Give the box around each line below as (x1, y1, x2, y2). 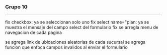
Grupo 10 (5, 3, 28, 10)
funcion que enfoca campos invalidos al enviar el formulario (5, 44, 128, 50)
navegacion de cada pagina (5, 29, 62, 35)
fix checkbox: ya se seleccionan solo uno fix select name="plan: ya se (5, 19, 149, 25)
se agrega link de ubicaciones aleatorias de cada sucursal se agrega (5, 39, 146, 45)
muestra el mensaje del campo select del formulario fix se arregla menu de (5, 25, 159, 30)
